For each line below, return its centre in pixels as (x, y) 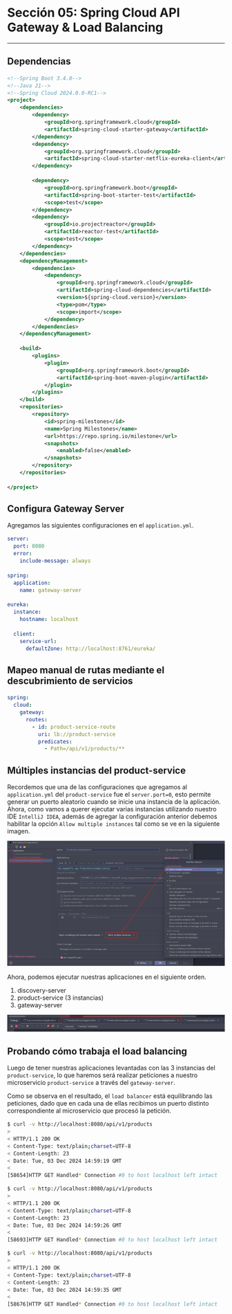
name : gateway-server (50, 590)
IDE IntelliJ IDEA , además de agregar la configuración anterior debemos (112, 817)
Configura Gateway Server (66, 509)
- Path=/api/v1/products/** (85, 749)
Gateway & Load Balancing (85, 27)
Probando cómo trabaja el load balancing (97, 1051)
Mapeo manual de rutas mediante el (86, 670)
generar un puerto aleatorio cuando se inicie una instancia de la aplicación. (114, 802)
